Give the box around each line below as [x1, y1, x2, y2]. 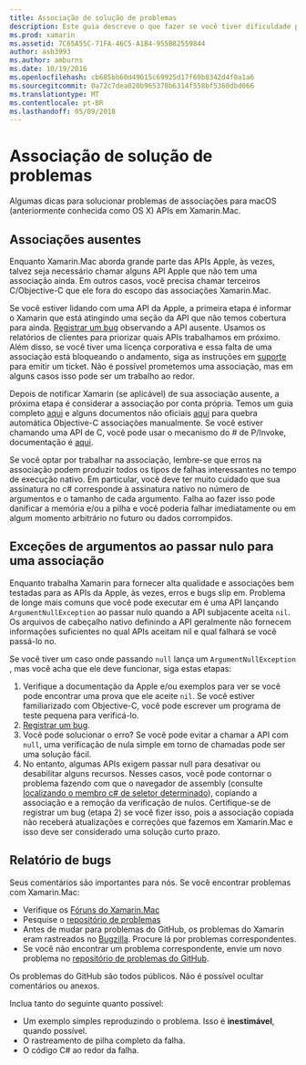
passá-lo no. [9, 635, 57, 646]
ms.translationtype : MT [9, 89, 100, 99]
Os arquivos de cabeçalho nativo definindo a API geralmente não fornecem [9, 616, 291, 627]
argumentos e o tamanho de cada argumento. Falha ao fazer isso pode [9, 494, 276, 504]
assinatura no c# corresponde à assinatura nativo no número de [9, 484, 250, 494]
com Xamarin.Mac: [9, 886, 80, 897]
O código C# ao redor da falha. [22, 1044, 139, 1055]
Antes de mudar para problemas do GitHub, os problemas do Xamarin [22, 924, 285, 934]
